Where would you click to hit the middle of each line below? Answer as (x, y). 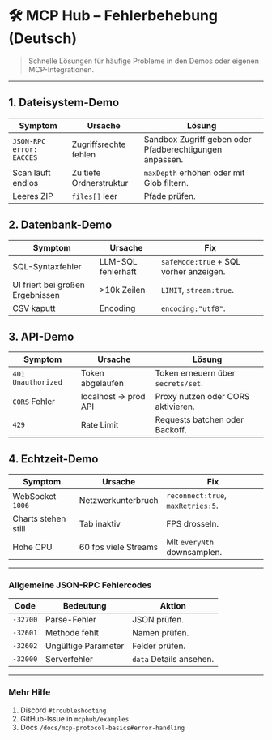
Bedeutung (85, 606)
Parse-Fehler (71, 620)
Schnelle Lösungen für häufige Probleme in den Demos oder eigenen (143, 61)
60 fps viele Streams (119, 547)
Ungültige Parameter (85, 646)
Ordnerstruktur (100, 183)
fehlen (84, 154)
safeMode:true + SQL (201, 261)
